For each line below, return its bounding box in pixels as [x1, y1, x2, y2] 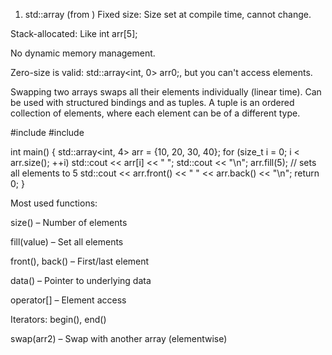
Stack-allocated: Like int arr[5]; [10, 28, 138, 39]
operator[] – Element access [10, 294, 127, 306]
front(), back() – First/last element [10, 255, 150, 267]
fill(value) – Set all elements [10, 236, 124, 248]
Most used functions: [10, 197, 98, 209]
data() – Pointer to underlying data [10, 275, 152, 286]
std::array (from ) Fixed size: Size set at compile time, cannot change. [24, 9, 312, 20]
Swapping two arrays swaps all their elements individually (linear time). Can [10, 86, 322, 98]
